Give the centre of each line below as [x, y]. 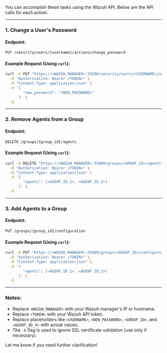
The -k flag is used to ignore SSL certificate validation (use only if [80, 330]
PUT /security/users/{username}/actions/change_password [65, 53]
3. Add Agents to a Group [36, 208]
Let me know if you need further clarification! [51, 345]
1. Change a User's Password [41, 30]
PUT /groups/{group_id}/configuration [45, 231]
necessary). [25, 335]
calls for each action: [27, 12]
